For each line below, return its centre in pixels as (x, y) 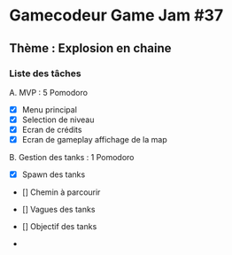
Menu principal (50, 109)
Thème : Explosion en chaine (90, 48)
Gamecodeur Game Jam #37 (116, 15)
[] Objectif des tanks (59, 227)
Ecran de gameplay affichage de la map (94, 140)
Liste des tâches (45, 73)
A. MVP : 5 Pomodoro (49, 92)
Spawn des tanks (54, 174)
